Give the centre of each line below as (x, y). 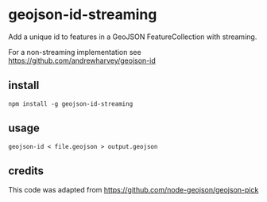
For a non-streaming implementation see (75, 52)
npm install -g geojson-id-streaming (71, 104)
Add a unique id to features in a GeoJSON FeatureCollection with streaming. (133, 37)
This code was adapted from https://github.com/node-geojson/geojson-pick (133, 190)
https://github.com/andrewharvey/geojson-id (82, 60)
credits (26, 171)
